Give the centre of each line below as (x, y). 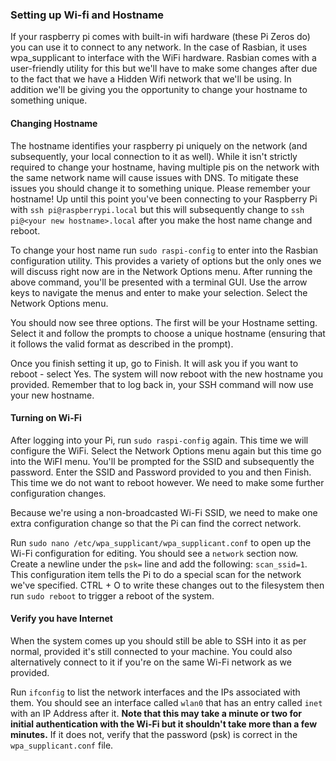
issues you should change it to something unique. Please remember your (160, 188)
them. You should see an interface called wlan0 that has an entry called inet (166, 702)
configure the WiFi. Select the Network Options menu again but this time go (166, 450)
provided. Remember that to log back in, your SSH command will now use (162, 384)
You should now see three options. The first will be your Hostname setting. (164, 322)
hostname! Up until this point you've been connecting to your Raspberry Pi (164, 199)
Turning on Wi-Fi (46, 418)
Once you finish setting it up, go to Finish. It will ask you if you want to (154, 363)
